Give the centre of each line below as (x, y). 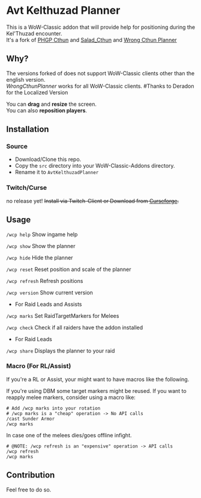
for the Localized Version (37, 92)
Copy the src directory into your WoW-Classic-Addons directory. (95, 166)
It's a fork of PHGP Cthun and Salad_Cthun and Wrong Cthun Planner (91, 40)
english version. (26, 79)
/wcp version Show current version (49, 293)
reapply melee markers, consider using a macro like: (71, 397)
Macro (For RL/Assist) (39, 366)
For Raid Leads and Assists (48, 304)
